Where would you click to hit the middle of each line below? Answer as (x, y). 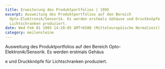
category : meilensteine (30, 33)
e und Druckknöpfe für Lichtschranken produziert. (56, 61)
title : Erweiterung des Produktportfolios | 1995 (57, 10)
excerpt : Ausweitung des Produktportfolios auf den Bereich (68, 14)
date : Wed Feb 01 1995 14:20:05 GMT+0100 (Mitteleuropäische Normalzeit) (83, 28)
